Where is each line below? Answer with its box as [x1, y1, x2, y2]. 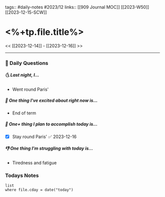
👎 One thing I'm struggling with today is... [5, 145, 93, 151]
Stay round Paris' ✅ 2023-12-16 [12, 134, 77, 140]
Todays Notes [5, 172, 39, 179]
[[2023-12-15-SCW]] [5, 9, 47, 15]
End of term [12, 110, 36, 116]
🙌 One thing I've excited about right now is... [5, 98, 98, 104]
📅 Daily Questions [5, 59, 49, 66]
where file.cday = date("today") [5, 188, 74, 193]
